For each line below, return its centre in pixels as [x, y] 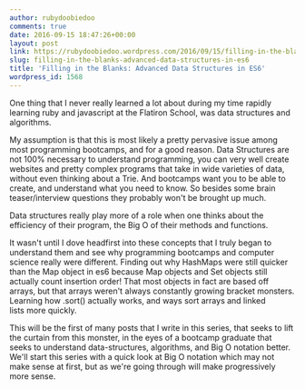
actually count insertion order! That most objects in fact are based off [139, 281]
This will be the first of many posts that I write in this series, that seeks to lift [152, 327]
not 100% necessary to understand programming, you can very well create [149, 159]
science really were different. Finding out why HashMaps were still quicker [149, 262]
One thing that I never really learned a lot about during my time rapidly [141, 103]
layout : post [34, 43]
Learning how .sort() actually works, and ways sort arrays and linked [138, 300]
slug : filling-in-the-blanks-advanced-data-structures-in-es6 [129, 60]
